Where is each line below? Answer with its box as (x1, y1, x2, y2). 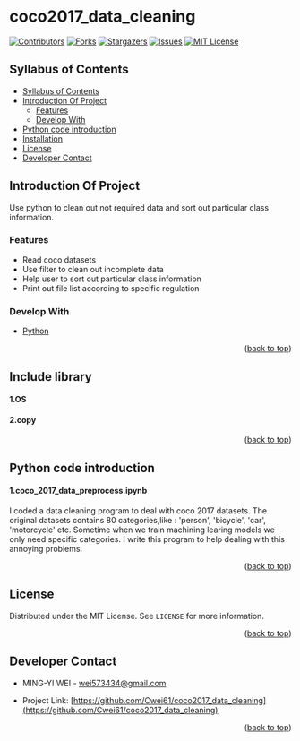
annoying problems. (9, 543, 83, 554)
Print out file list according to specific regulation (21, 282, 200, 293)
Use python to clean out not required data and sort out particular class (9, 202, 270, 212)
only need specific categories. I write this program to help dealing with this (9, 533, 285, 544)
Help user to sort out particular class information (21, 273, 201, 284)
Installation (21, 133, 64, 144)
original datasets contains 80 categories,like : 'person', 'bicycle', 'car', (9, 514, 267, 525)
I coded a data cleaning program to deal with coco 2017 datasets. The (9, 504, 267, 516)
